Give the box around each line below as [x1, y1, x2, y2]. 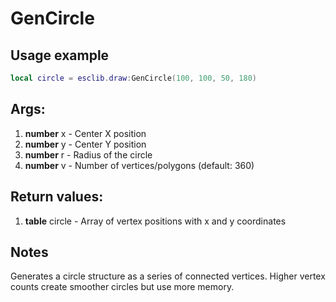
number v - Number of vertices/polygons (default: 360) [24, 159, 255, 171]
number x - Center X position [24, 127, 147, 139]
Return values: [10, 188, 104, 206]
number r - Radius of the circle [24, 148, 153, 161]
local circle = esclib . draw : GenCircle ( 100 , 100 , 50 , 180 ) [10, 73, 257, 83]
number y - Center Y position [24, 138, 147, 150]
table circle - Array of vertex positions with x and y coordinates [24, 215, 287, 227]
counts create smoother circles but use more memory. [10, 281, 235, 293]
